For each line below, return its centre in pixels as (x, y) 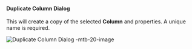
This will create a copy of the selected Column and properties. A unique (96, 22)
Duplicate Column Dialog (38, 8)
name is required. (28, 28)
